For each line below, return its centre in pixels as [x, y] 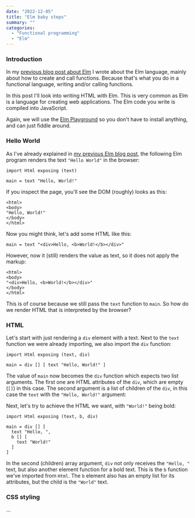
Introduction [24, 59]
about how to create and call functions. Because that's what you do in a [93, 78]
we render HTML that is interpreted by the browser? [69, 310]
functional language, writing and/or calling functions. [70, 84]
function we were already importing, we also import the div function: [89, 344]
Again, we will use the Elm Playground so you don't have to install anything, [97, 119]
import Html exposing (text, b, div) [52, 416]
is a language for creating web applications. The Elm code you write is [91, 102]
